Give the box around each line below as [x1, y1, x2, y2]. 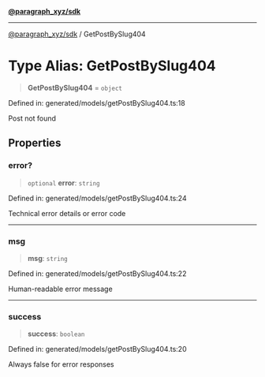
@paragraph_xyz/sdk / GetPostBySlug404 [8, 29, 146, 39]
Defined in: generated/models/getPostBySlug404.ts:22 [8, 268, 187, 278]
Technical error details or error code [8, 208, 126, 218]
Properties [8, 136, 62, 150]
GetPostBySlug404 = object [27, 83, 123, 92]
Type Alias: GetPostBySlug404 [8, 57, 217, 75]
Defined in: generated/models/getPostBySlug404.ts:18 [8, 98, 185, 107]
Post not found [8, 114, 57, 123]
